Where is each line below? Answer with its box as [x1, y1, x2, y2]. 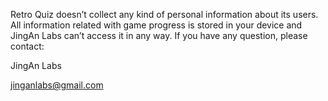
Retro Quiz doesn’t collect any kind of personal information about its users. [10, 9, 319, 20]
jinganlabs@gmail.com [10, 79, 104, 91]
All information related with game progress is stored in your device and [10, 19, 303, 31]
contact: [10, 40, 45, 52]
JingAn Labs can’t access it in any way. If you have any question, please [10, 30, 308, 41]
